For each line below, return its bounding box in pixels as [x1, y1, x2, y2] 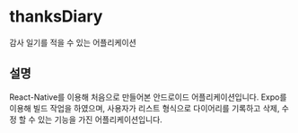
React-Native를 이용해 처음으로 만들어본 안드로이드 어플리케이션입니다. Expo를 [9, 92, 287, 102]
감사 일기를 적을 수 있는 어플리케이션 [9, 37, 136, 48]
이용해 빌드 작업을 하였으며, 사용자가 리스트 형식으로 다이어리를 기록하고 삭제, [9, 102, 280, 113]
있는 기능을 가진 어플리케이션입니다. [37, 114, 163, 125]
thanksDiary [9, 6, 103, 27]
